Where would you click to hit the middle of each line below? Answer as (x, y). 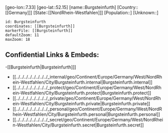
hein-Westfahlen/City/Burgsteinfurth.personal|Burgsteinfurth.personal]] (86, 114)
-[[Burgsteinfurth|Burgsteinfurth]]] (41, 67)
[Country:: (128, 7)
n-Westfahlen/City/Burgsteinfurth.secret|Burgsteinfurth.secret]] (78, 125)
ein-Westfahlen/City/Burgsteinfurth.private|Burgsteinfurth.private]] (81, 103)
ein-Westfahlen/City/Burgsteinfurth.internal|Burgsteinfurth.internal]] (82, 82)
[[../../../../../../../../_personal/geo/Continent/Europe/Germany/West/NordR (87, 109)
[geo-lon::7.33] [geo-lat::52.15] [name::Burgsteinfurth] (61, 7)
